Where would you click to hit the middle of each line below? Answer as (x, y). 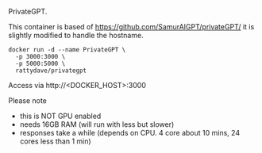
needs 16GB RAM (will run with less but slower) (97, 124)
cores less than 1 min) (55, 141)
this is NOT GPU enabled (60, 116)
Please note (28, 101)
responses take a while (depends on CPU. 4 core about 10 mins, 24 (130, 133)
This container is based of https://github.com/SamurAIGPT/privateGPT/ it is (131, 27)
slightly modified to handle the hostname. (76, 35)
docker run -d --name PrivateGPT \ (67, 50)
